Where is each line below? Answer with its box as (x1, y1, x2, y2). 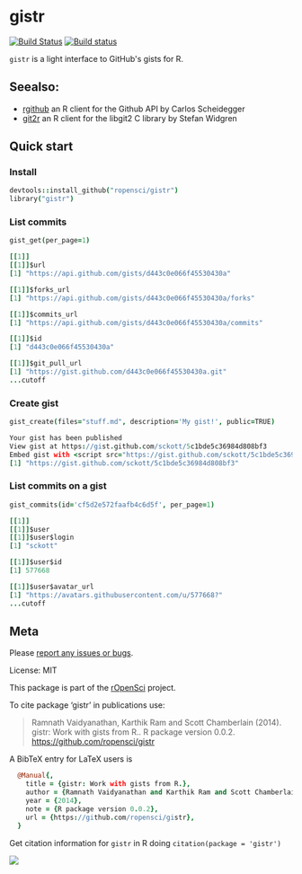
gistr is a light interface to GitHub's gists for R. (9, 53, 184, 64)
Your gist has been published (9, 434, 123, 443)
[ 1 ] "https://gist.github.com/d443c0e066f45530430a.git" (9, 367, 227, 376)
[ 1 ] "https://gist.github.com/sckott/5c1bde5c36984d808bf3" (9, 458, 240, 468)
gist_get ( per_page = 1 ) (9, 236, 91, 245)
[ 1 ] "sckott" (9, 542, 58, 551)
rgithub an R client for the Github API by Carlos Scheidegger (22, 103, 245, 114)
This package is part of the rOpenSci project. (9, 683, 177, 693)
